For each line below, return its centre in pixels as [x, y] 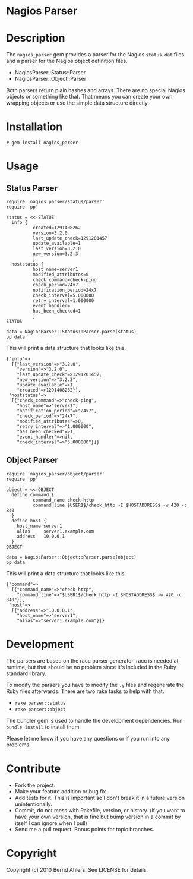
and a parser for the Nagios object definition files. [67, 61]
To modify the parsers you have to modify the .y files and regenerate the [95, 685]
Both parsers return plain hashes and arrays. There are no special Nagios [96, 90]
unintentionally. [33, 804]
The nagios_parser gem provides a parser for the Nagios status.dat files [95, 55]
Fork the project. [35, 785]
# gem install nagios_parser [42, 143]
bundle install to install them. [44, 727]
